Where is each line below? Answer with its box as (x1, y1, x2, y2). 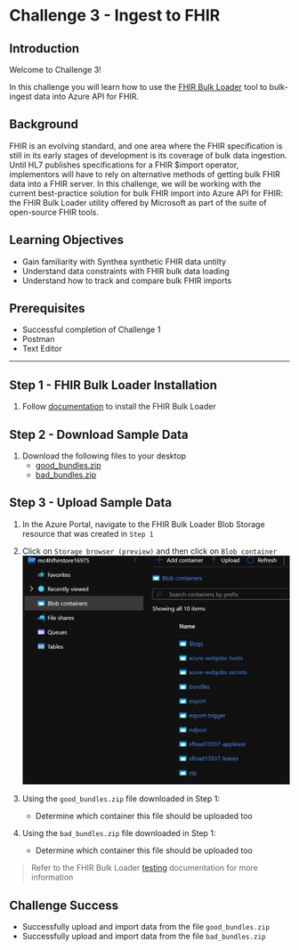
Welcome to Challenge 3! (9, 64, 102, 75)
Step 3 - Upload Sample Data (9, 495, 172, 510)
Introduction (9, 41, 80, 56)
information (30, 872, 74, 882)
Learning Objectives (9, 232, 125, 248)
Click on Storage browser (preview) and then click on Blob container (21, 545, 278, 556)
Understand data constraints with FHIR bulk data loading (21, 265, 230, 276)
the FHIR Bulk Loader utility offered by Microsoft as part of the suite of (9, 197, 267, 207)
